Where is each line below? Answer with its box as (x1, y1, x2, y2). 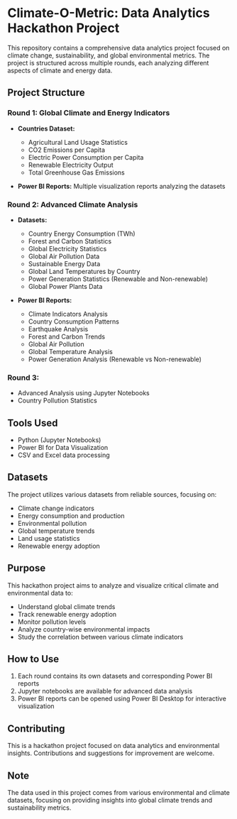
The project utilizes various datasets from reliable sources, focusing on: (7, 490, 217, 498)
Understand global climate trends (17, 602, 116, 611)
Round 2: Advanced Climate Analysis (7, 199, 138, 209)
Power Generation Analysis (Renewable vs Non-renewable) (28, 355, 202, 363)
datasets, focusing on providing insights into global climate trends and (7, 796, 213, 805)
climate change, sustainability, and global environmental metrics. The (7, 51, 210, 60)
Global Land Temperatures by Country (28, 267, 140, 275)
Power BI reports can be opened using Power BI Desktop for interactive (17, 694, 227, 703)
